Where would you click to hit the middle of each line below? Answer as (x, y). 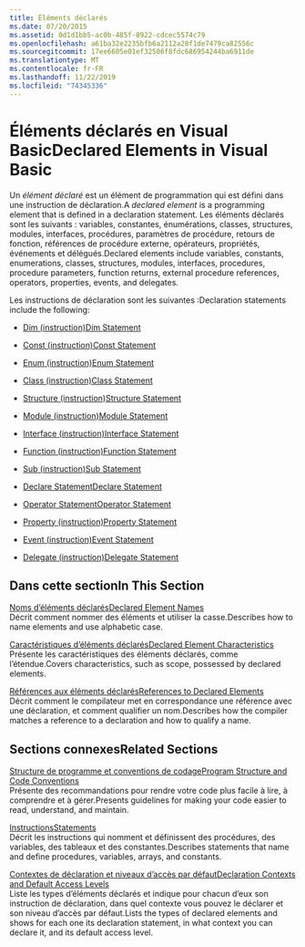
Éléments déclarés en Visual (119, 131)
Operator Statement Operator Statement (97, 504)
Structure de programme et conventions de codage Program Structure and (148, 771)
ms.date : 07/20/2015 (49, 26)
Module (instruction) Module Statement (95, 415)
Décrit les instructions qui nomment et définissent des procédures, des (142, 838)
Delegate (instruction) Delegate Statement (101, 557)
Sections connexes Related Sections (114, 749)
